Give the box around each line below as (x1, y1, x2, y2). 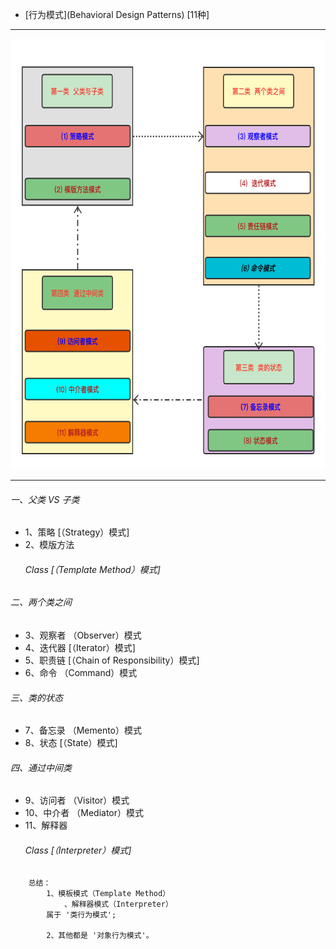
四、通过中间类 (10, 761, 72, 773)
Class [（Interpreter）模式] (24, 844, 132, 857)
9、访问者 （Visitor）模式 (24, 794, 130, 807)
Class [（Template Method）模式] (24, 563, 161, 575)
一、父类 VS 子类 (10, 493, 80, 505)
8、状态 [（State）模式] (24, 737, 118, 749)
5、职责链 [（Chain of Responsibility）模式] (24, 654, 200, 667)
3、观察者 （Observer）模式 (24, 629, 142, 642)
